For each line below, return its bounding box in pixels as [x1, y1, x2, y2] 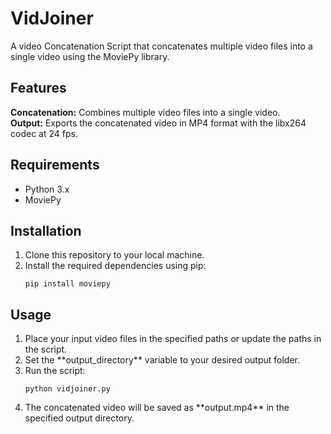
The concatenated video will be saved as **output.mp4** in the [24, 402, 290, 414]
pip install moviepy [24, 279, 111, 289]
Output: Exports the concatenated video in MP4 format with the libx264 [10, 117, 307, 129]
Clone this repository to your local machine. [24, 249, 205, 261]
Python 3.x [24, 183, 70, 195]
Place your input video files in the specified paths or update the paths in [24, 333, 322, 345]
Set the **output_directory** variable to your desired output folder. [24, 354, 301, 366]
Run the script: [24, 365, 86, 377]
